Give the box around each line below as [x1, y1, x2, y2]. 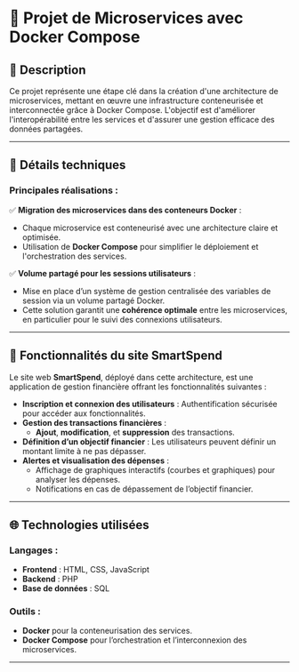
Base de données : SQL [21, 583, 110, 594]
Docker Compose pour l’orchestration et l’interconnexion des [21, 635, 247, 645]
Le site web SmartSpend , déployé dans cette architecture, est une [9, 372, 254, 382]
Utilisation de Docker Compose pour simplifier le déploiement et [21, 241, 259, 252]
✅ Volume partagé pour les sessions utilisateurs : [9, 268, 197, 278]
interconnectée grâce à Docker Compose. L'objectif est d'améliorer [9, 105, 256, 115]
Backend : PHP [21, 573, 78, 585]
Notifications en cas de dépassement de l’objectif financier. [35, 484, 254, 494]
